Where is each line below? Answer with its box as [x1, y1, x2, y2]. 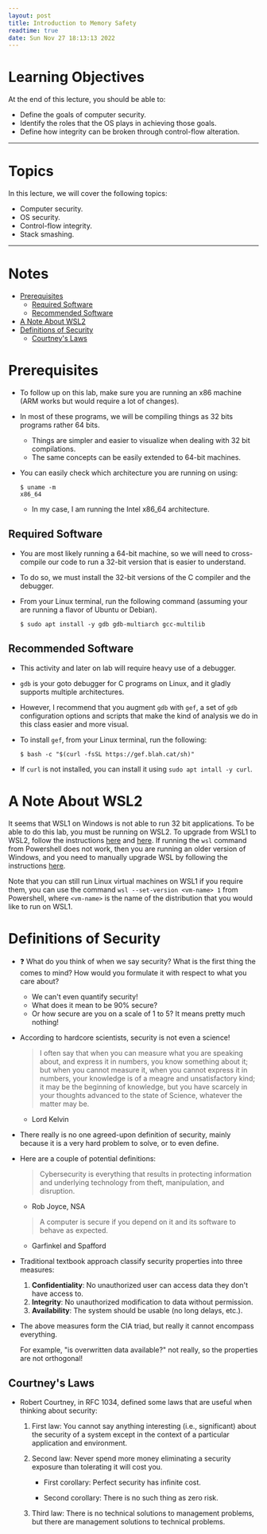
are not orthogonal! [19, 1353, 83, 1363]
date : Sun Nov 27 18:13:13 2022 [8, 33, 115, 42]
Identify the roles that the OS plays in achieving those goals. [19, 119, 217, 128]
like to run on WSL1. [8, 901, 73, 911]
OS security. [19, 213, 61, 222]
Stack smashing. [19, 230, 75, 239]
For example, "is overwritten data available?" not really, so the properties [19, 1344, 258, 1355]
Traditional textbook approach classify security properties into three [19, 1256, 243, 1265]
